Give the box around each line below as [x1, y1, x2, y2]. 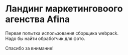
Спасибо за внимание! [5, 45, 54, 51]
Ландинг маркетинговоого [5, 3, 123, 14]
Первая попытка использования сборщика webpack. [5, 30, 119, 36]
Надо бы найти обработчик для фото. [5, 35, 85, 41]
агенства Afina [5, 13, 70, 25]
